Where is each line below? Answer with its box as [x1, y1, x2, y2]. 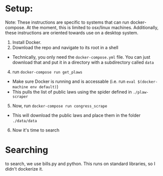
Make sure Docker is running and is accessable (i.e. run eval [12, 78, 136, 84]
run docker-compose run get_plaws [12, 69, 83, 74]
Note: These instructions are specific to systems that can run [5, 19, 129, 25]
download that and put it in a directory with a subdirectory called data [12, 59, 154, 65]
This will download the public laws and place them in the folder [12, 112, 141, 118]
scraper [12, 94, 28, 99]
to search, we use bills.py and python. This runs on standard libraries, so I [5, 161, 156, 167]
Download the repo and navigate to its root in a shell [12, 44, 119, 50]
